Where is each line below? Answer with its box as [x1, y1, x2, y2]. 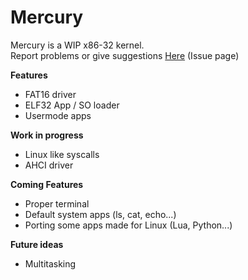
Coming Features [10, 178, 84, 190]
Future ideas [10, 238, 64, 250]
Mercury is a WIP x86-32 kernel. [10, 39, 145, 51]
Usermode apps [24, 109, 92, 121]
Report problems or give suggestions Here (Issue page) [10, 49, 240, 61]
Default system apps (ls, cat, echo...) [24, 208, 177, 220]
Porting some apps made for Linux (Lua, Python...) [24, 219, 233, 231]
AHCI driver [24, 159, 74, 171]
